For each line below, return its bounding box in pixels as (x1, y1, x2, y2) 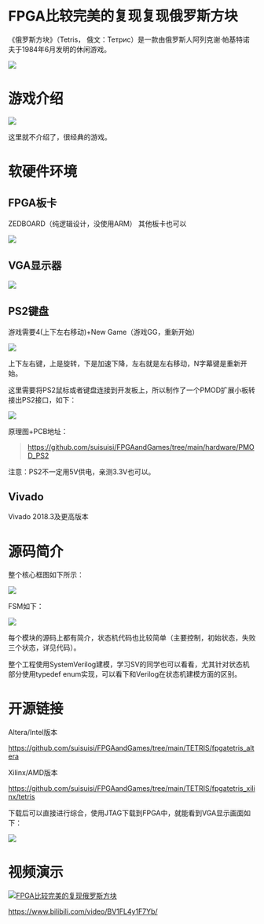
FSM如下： (8, 602, 44, 611)
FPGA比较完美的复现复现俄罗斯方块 (8, 7, 238, 25)
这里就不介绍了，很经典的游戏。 (8, 132, 112, 142)
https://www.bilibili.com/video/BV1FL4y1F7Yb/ (8, 907, 159, 916)
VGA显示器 (8, 259, 62, 273)
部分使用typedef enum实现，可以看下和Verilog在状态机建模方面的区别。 (8, 670, 242, 679)
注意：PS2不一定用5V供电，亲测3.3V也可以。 (8, 466, 156, 477)
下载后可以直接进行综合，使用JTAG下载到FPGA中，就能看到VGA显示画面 (8, 808, 244, 818)
